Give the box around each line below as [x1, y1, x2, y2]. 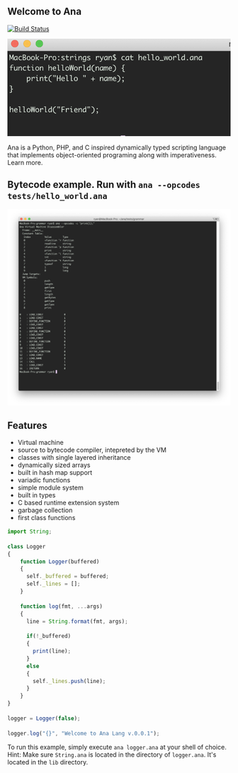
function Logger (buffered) [20, 558, 100, 565]
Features [7, 419, 47, 431]
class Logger [7, 543, 46, 550]
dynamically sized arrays [17, 461, 91, 470]
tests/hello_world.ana [7, 191, 108, 201]
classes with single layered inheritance [17, 453, 131, 462]
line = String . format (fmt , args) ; [25, 618, 129, 625]
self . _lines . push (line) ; [33, 677, 106, 684]
